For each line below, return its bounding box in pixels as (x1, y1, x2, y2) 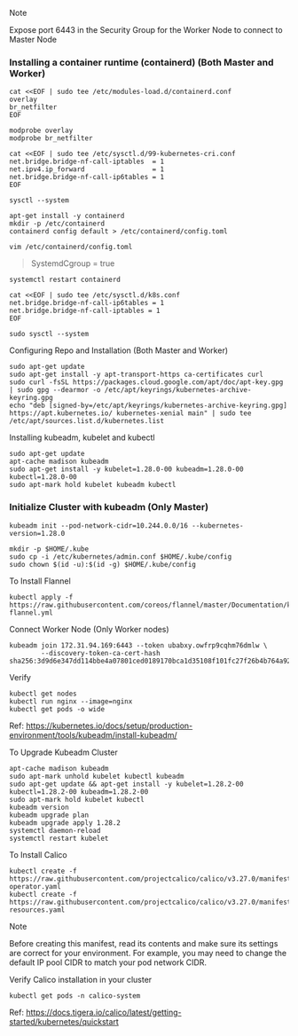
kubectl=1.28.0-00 (9, 473, 77, 482)
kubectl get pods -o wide (9, 704, 105, 713)
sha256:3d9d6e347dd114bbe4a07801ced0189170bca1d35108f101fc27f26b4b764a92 (9, 656, 292, 665)
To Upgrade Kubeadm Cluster (9, 747, 118, 757)
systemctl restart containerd (9, 275, 122, 285)
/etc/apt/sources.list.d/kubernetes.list (9, 417, 165, 426)
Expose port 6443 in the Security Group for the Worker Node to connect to (9, 25, 283, 35)
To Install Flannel (9, 576, 71, 586)
